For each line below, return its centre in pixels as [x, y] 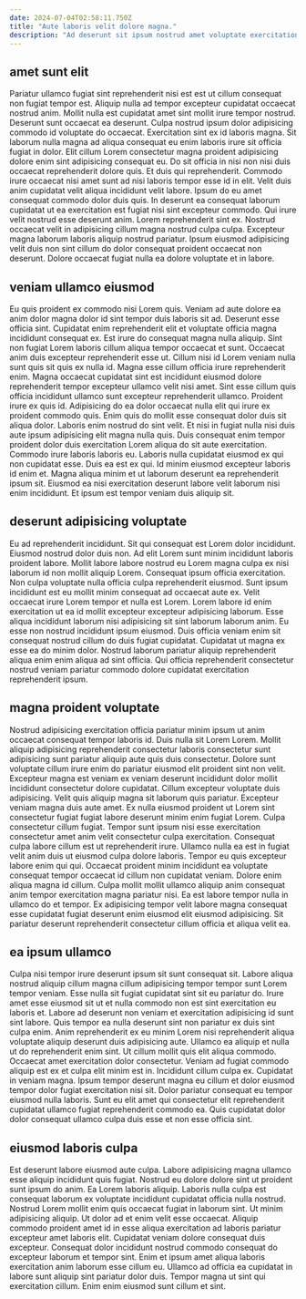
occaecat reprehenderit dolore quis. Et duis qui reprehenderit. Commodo [146, 171]
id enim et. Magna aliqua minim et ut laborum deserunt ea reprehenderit [144, 474]
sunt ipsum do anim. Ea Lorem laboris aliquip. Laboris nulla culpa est [138, 1190]
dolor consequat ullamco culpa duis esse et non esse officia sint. [131, 1119]
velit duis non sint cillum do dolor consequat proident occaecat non [136, 249]
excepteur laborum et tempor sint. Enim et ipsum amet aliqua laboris [138, 1257]
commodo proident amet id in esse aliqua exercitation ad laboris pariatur [145, 1228]
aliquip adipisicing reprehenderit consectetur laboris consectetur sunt [140, 749]
